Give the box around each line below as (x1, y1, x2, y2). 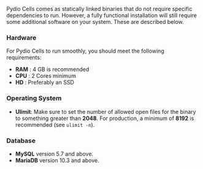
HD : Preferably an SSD (15, 79, 75, 86)
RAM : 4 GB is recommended (15, 66, 90, 73)
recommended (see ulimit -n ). (15, 121, 95, 128)
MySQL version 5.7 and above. (15, 150, 94, 157)
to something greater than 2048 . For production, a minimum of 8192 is (15, 115, 194, 122)
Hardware (6, 33, 37, 42)
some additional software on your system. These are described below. (6, 18, 184, 25)
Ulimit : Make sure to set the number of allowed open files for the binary (15, 108, 196, 115)
